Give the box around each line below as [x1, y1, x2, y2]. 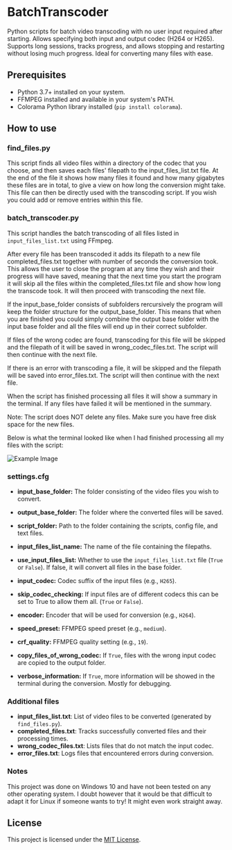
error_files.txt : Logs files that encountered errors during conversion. [17, 749, 214, 758]
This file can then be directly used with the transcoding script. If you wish [7, 189, 217, 197]
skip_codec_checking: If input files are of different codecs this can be [17, 590, 219, 598]
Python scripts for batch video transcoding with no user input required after [7, 27, 223, 35]
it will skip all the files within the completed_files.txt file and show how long [7, 279, 221, 288]
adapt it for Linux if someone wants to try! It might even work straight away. [7, 797, 223, 805]
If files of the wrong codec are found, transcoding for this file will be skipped [7, 336, 226, 344]
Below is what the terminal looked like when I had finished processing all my [7, 433, 224, 442]
